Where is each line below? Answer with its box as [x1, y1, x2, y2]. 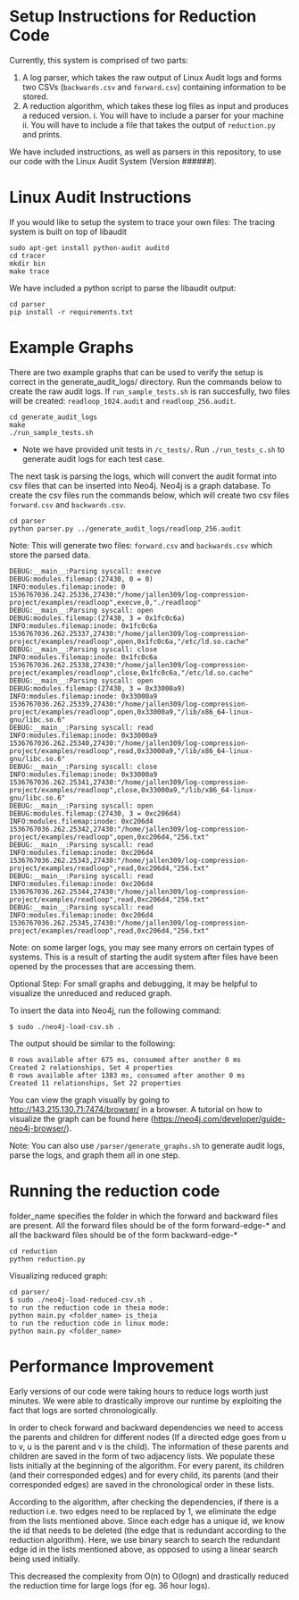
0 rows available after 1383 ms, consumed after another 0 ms [9, 1070, 245, 1080]
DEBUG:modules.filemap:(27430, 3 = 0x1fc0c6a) [9, 614, 186, 623]
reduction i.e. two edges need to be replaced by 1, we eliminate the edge [9, 1505, 277, 1516]
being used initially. [9, 1553, 80, 1564]
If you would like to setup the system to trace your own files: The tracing [9, 216, 275, 227]
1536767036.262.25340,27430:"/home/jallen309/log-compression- [9, 739, 250, 748]
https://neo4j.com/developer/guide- [153, 1113, 286, 1124]
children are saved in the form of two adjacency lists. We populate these [9, 1450, 275, 1462]
